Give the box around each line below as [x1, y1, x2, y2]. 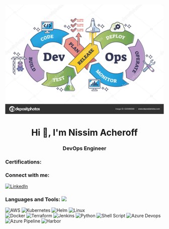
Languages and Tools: [5, 196, 60, 203]
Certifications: [5, 158, 42, 165]
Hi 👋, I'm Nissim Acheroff [31, 127, 138, 138]
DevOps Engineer [62, 145, 107, 152]
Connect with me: [5, 171, 50, 179]
